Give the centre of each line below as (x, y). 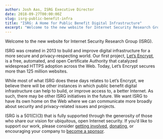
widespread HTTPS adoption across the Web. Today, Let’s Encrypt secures (80, 66)
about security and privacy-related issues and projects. (60, 107)
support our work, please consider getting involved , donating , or (69, 126)
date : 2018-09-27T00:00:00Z (33, 14)
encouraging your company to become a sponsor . (55, 131)
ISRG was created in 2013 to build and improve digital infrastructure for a (78, 51)
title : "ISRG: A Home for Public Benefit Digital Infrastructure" (73, 23)
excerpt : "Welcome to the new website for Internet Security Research (78, 28)
